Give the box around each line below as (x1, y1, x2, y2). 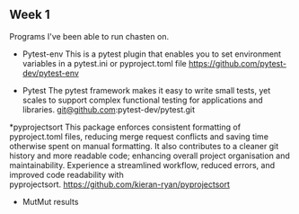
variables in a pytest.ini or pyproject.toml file (22, 58, 187, 68)
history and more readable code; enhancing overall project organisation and (9, 150, 290, 161)
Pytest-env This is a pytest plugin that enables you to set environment (22, 49, 281, 59)
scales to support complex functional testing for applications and (22, 94, 263, 105)
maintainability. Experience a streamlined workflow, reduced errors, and (9, 159, 276, 170)
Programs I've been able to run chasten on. (9, 31, 169, 41)
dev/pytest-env (22, 67, 79, 78)
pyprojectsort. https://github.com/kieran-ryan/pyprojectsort (9, 179, 231, 190)
